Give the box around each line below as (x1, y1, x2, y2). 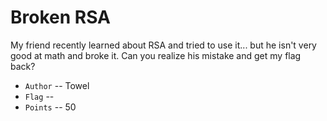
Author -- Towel (24, 79, 90, 91)
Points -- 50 (24, 101, 77, 113)
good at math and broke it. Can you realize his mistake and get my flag (10, 49, 302, 61)
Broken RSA (10, 6, 111, 29)
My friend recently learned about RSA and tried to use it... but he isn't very (10, 39, 317, 51)
